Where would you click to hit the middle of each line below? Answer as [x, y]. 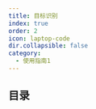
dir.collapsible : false [48, 46]
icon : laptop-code [39, 38]
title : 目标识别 [33, 16]
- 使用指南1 [33, 61]
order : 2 [23, 31]
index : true [28, 23]
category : [25, 53]
